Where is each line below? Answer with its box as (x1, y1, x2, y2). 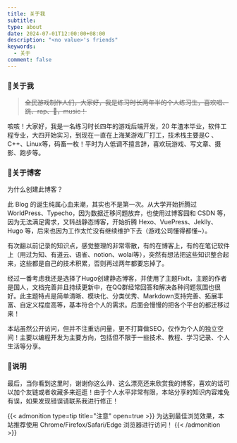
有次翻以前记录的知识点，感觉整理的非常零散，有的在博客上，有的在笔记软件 (7, 241, 230, 250)
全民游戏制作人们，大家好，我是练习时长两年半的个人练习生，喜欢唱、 (24, 98, 229, 107)
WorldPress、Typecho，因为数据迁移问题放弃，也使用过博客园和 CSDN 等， (7, 209, 230, 217)
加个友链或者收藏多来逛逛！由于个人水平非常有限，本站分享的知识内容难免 (13, 387, 230, 396)
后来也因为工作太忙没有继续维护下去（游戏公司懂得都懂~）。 (37, 226, 212, 235)
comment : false (7, 56, 52, 63)
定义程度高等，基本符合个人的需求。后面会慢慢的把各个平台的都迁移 (25, 301, 224, 309)
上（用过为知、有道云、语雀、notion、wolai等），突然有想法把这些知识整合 (7, 250, 224, 259)
